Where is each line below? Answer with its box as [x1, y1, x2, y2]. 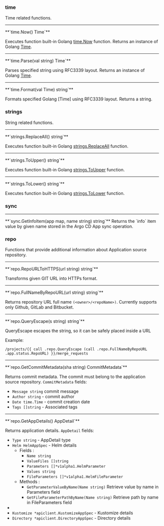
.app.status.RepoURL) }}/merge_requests [5, 351, 89, 356]
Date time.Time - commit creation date [12, 399, 90, 405]
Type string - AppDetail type [12, 437, 71, 443]
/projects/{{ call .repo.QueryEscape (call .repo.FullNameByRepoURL [5, 347, 147, 352]
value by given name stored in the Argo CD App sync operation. [5, 223, 133, 229]
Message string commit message [12, 388, 79, 394]
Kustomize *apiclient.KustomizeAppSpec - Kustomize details [12, 510, 133, 516]
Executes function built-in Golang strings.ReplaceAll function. [5, 143, 128, 149]
